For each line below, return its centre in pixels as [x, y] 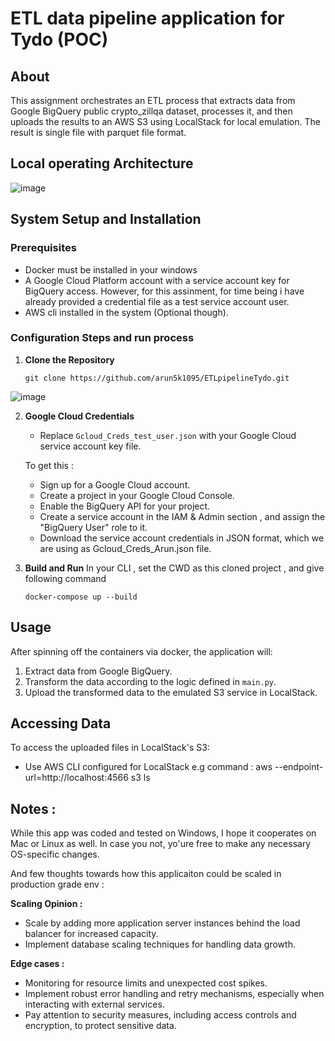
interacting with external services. [94, 1004]
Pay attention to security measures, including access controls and [160, 1015]
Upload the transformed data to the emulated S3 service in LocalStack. [171, 692]
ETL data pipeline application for [147, 18]
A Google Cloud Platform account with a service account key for [157, 280]
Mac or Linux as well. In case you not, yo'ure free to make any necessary [161, 844]
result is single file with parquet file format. [98, 132]
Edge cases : [37, 964]
